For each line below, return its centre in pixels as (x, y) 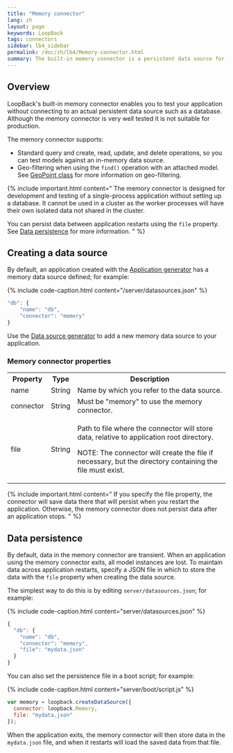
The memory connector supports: (55, 139)
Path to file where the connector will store (145, 429)
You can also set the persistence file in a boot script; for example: (101, 676)
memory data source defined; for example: (68, 277)
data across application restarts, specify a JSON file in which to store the (112, 569)
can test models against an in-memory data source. (91, 160)
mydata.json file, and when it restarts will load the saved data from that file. (114, 742)
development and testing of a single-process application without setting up (114, 196)
